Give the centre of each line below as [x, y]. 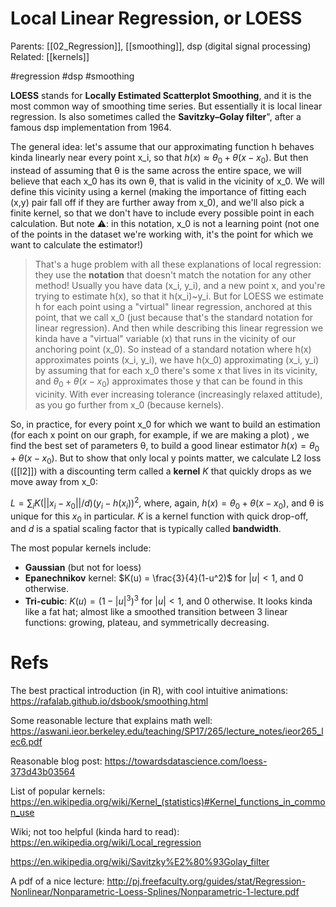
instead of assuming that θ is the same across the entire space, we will [156, 170]
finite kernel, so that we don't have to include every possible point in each [162, 213]
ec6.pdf [26, 741]
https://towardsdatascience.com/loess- [186, 761]
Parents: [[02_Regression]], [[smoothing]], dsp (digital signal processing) [161, 46]
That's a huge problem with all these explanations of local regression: [178, 264]
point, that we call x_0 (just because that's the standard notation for [174, 317]
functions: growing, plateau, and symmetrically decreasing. [147, 623]
